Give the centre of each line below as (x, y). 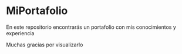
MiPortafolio (37, 11)
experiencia (20, 33)
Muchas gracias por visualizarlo (45, 45)
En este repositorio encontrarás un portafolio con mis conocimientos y (91, 27)
